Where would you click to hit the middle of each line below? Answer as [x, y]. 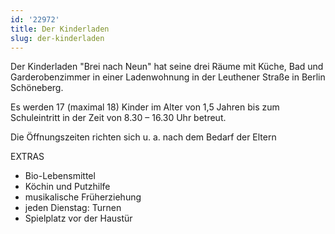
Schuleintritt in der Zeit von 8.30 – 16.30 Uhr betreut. [118, 118]
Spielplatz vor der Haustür [78, 218]
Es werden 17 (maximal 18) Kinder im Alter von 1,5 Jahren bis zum [145, 107]
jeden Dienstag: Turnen [73, 208]
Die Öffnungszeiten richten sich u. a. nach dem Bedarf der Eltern [143, 137]
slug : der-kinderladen [57, 38]
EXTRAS [27, 157]
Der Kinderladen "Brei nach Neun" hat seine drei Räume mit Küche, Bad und [167, 67]
